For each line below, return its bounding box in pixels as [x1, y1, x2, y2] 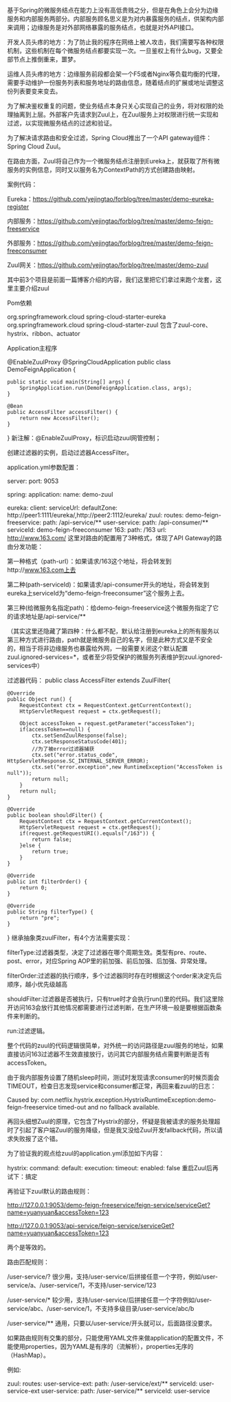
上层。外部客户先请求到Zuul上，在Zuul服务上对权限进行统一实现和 [30, 110, 219, 119]
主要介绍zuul [12, 284, 49, 292]
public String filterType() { [7, 909, 94, 916]
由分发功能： [7, 542, 43, 551]
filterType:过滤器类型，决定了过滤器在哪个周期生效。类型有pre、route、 [7, 948, 211, 956]
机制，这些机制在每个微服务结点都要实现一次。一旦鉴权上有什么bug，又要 [7, 47, 217, 55]
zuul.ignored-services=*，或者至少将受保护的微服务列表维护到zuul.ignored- [7, 653, 223, 661]
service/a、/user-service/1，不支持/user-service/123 [7, 1281, 157, 1289]
